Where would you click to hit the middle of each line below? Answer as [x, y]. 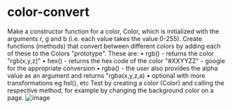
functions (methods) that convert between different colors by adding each [114, 46]
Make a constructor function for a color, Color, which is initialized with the [113, 31]
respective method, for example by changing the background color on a [111, 90]
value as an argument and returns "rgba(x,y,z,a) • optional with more [107, 75]
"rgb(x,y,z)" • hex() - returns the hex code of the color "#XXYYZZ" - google [116, 60]
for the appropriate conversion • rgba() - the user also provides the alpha [113, 68]
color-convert [48, 12]
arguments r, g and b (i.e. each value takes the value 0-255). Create [105, 38]
